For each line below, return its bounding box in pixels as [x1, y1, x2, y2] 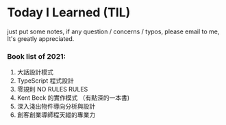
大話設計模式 [16, 68, 53, 77]
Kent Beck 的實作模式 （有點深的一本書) [16, 94, 130, 102]
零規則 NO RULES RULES [16, 85, 88, 94]
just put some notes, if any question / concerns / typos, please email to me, [7, 27, 220, 36]
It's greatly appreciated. [7, 34, 75, 42]
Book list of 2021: [7, 51, 66, 61]
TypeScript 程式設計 [16, 77, 74, 85]
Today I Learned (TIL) [7, 5, 131, 20]
